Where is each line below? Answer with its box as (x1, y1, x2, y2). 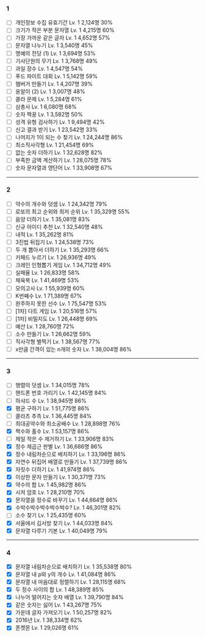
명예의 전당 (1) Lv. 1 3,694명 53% (15, 49, 96, 57)
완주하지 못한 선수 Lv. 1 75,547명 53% (15, 300, 107, 307)
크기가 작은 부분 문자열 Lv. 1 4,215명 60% (15, 26, 115, 34)
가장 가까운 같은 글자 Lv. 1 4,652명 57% (15, 34, 110, 41)
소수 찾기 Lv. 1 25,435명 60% (15, 511, 87, 519)
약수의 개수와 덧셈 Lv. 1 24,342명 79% (15, 200, 108, 207)
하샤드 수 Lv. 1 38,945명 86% (15, 397, 87, 404)
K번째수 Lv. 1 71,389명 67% (15, 292, 82, 300)
